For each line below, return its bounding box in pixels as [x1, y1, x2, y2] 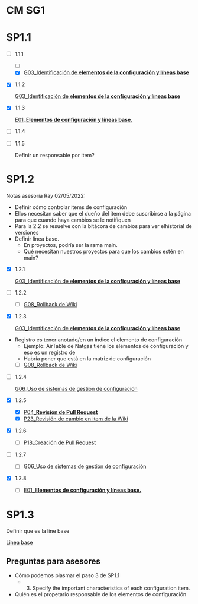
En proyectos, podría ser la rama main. [23, 241, 118, 248]
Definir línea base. [14, 235, 59, 242]
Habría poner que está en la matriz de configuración [23, 355, 151, 362]
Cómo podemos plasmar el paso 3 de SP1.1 [14, 572, 120, 579]
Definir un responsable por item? [14, 151, 95, 159]
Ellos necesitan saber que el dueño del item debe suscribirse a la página [14, 210, 191, 217]
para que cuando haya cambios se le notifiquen [14, 216, 131, 223]
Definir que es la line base [6, 527, 70, 535]
